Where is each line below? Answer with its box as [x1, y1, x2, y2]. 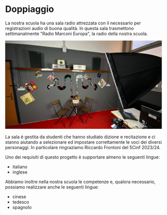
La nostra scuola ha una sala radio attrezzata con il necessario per [5, 20, 141, 26]
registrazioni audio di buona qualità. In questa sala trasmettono [5, 25, 134, 31]
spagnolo [12, 205, 32, 211]
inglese [12, 169, 28, 175]
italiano [12, 164, 28, 170]
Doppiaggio [5, 3, 54, 15]
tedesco [12, 199, 29, 205]
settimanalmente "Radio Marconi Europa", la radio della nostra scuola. [5, 30, 148, 36]
